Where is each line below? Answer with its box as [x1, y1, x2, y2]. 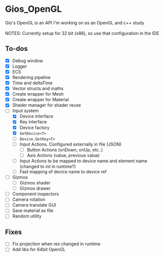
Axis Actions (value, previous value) [27, 152, 100, 158]
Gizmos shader [19, 180, 51, 186]
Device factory [19, 124, 50, 130]
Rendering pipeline [12, 74, 51, 80]
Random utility [12, 213, 42, 219]
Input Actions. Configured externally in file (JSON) [19, 141, 122, 147]
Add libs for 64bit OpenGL [12, 247, 66, 253]
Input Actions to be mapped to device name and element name [19, 158, 148, 164]
